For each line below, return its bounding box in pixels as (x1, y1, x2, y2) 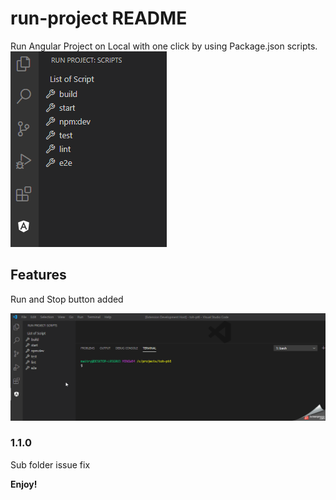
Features (10, 267, 67, 284)
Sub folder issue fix (10, 458, 91, 471)
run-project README (10, 7, 188, 30)
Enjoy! (10, 478, 38, 490)
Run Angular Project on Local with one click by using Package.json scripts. (10, 40, 318, 52)
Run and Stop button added (10, 293, 124, 305)
